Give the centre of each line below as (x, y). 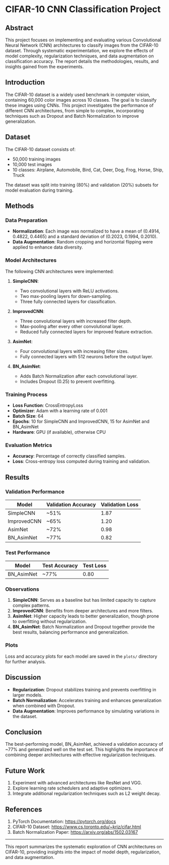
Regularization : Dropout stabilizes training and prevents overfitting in (84, 689)
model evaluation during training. (39, 190)
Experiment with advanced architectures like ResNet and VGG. (77, 783)
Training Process (26, 395)
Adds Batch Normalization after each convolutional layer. (79, 376)
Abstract (19, 28)
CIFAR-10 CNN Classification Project (83, 9)
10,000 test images (32, 164)
